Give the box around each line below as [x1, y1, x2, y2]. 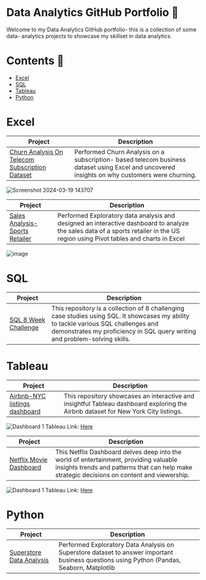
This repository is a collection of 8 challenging [51, 303, 185, 312]
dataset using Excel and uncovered [74, 162, 176, 171]
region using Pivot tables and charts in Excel [57, 234, 185, 243]
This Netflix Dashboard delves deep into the [55, 448, 182, 456]
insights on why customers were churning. [74, 170, 197, 179]
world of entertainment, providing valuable [55, 455, 178, 464]
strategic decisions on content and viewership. [55, 470, 190, 479]
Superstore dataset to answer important [58, 548, 174, 557]
